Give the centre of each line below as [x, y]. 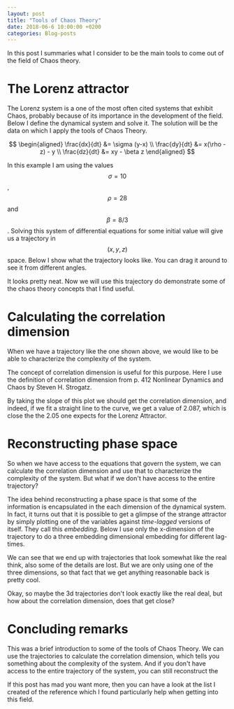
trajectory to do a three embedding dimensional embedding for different [111, 537]
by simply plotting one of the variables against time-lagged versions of [109, 522]
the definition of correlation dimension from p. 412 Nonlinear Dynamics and [115, 380]
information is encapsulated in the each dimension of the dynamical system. [117, 507]
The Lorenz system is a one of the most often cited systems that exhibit [110, 109]
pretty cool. [24, 580]
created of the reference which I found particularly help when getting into [113, 692]
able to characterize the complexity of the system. [80, 359]
